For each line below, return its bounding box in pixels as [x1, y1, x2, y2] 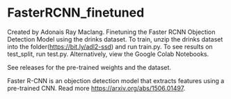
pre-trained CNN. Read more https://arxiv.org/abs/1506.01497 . [7, 84, 186, 92]
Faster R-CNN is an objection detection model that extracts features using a [7, 76, 225, 84]
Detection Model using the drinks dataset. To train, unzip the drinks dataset [7, 35, 223, 43]
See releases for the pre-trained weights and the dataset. [7, 63, 172, 71]
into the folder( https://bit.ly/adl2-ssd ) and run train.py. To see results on [7, 42, 214, 51]
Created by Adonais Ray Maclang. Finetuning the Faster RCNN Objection [7, 28, 216, 36]
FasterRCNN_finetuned [7, 5, 145, 21]
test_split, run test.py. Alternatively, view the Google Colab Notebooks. [7, 50, 209, 58]
